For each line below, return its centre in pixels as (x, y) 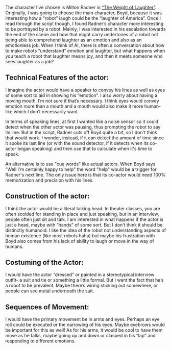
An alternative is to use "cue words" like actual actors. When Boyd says (80, 164)
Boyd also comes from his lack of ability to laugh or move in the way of (80, 241)
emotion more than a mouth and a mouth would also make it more (74, 106)
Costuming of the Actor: (45, 263)
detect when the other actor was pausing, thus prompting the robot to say (83, 127)
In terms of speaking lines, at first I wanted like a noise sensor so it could (82, 121)
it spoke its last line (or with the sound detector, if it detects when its (77, 143)
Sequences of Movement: (47, 307)
